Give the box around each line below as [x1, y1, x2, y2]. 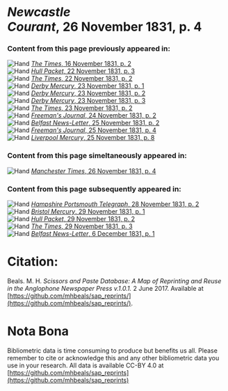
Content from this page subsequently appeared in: [7, 184, 182, 193]
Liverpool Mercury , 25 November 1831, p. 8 [31, 134, 155, 142]
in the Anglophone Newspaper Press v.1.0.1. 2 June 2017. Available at [7, 285, 204, 293]
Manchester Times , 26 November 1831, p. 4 [31, 166, 156, 175]
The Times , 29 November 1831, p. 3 [31, 222, 133, 230]
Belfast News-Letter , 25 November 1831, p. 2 [31, 119, 160, 127]
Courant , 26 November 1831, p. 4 [7, 19, 202, 35]
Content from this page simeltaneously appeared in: [7, 151, 188, 161]
